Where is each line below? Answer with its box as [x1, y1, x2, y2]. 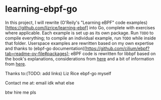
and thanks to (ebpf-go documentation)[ [5, 45, 86, 51]
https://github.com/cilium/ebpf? [86, 45, 150, 51]
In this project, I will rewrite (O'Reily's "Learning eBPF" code [5, 20, 126, 25]
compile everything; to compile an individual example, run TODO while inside [5, 35, 156, 41]
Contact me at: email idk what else [5, 80, 75, 86]
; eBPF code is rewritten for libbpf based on [68, 50, 156, 57]
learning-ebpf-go [5, 3, 78, 15]
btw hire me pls [5, 89, 37, 95]
